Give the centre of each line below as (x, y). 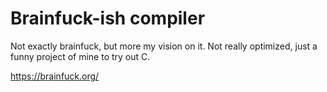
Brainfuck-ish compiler (108, 18)
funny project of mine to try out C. (80, 56)
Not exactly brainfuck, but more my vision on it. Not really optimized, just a (164, 46)
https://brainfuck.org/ (55, 76)
